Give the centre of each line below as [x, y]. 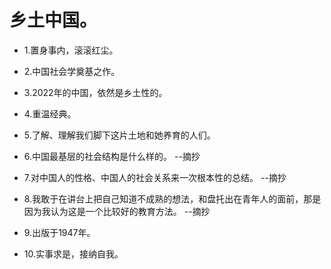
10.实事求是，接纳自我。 [73, 253]
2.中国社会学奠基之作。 [72, 71]
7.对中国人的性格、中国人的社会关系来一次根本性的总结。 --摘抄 [155, 177]
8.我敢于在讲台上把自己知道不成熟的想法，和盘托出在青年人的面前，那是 [172, 198]
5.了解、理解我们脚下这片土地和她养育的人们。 [119, 135]
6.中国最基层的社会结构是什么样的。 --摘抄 [112, 156]
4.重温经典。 [50, 113]
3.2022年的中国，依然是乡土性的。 [95, 92]
